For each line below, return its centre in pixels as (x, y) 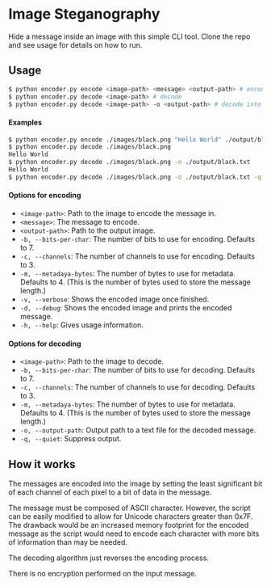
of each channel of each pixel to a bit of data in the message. (110, 492)
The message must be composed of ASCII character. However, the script (130, 508)
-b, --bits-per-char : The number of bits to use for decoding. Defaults (138, 370)
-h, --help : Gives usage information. (81, 325)
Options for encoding (45, 196)
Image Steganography (84, 14)
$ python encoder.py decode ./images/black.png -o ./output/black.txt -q (135, 177)
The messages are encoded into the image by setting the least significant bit (135, 484)
